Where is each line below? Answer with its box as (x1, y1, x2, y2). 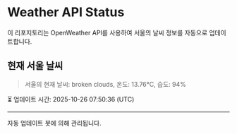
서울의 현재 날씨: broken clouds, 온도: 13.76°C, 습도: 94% (24, 80, 187, 88)
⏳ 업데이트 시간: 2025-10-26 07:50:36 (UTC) (7, 95, 135, 103)
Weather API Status (7, 4, 125, 20)
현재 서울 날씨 (7, 60, 63, 72)
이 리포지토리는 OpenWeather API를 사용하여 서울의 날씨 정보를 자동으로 (7, 28, 208, 37)
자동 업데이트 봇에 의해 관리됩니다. (7, 118, 102, 127)
